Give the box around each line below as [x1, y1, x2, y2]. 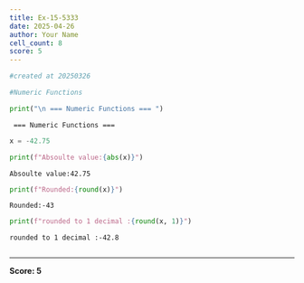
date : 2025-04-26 [9, 22, 75, 31]
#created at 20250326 [9, 71, 91, 81]
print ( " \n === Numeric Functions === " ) [9, 104, 165, 113]
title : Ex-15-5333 [9, 13, 79, 23]
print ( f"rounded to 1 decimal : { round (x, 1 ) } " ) [9, 217, 193, 226]
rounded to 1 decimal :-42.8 [9, 233, 119, 242]
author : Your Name [9, 30, 79, 39]
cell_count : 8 [9, 38, 63, 48]
